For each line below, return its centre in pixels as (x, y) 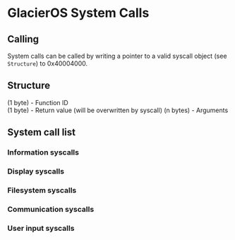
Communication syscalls (51, 209)
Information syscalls (43, 152)
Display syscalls (36, 172)
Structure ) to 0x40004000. (48, 64)
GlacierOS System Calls (78, 13)
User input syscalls (41, 228)
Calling (23, 39)
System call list (42, 132)
